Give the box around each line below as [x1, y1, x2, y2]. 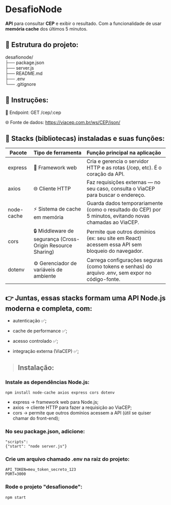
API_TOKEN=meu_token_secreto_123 [5, 467, 76, 472]
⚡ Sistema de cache [33, 205, 81, 212]
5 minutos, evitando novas [86, 213, 150, 220]
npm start [5, 495, 26, 500]
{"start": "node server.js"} [5, 444, 67, 449]
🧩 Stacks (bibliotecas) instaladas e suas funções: [5, 134, 165, 143]
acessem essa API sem [86, 241, 142, 248]
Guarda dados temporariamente [86, 200, 163, 207]
